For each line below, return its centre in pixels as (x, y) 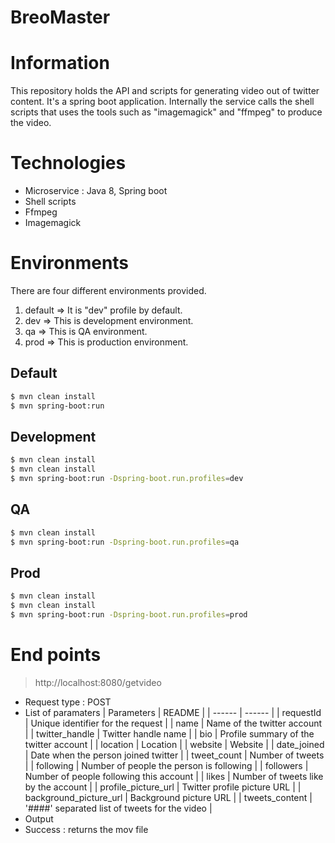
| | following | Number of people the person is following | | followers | (166, 765)
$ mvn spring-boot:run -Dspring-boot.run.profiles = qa (125, 542)
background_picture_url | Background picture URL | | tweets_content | (168, 797)
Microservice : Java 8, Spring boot (96, 191)
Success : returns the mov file (86, 829)
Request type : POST (68, 702)
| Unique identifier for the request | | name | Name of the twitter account (173, 723)
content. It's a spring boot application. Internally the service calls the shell (162, 102)
